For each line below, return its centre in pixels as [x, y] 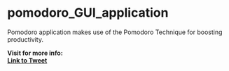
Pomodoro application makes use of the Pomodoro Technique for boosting [115, 32]
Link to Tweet [27, 60]
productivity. [26, 39]
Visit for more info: [35, 53]
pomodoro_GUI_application [88, 13]
